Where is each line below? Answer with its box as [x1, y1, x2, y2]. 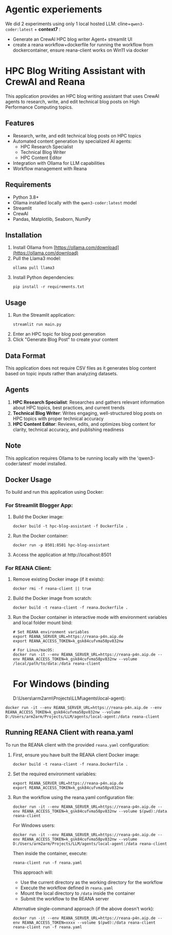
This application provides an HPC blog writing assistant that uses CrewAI [5, 93, 160, 99]
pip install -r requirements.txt [12, 284, 85, 289]
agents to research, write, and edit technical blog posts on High [5, 98, 140, 105]
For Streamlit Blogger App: [5, 502, 73, 509]
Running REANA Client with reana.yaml [5, 728, 133, 737]
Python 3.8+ [12, 194, 40, 200]
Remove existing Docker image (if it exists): [12, 576, 105, 582]
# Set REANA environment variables [12, 629, 89, 634]
